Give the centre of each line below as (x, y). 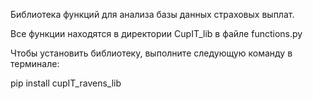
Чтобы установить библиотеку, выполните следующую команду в (151, 53)
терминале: (35, 63)
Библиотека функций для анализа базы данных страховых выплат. (152, 14)
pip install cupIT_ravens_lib (66, 83)
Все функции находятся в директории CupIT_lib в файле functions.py (156, 33)
